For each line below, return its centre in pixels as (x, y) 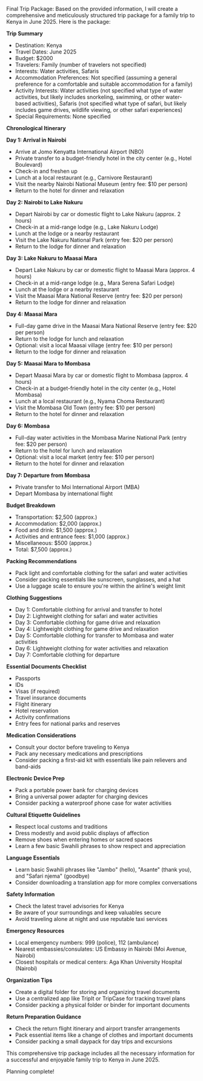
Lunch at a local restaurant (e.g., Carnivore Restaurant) (84, 178)
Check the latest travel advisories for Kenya (69, 906)
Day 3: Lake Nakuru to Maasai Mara (52, 258)
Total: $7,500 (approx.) (43, 549)
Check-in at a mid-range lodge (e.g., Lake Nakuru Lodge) (87, 227)
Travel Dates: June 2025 (46, 52)
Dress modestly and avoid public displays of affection (82, 833)
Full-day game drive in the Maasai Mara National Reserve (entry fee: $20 (106, 326)
